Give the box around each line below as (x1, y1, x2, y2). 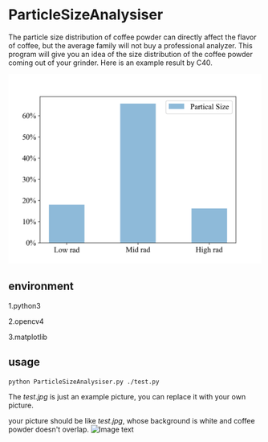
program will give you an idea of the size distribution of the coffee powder (8, 49, 253, 59)
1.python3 (8, 301, 42, 310)
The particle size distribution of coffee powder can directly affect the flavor (8, 32, 257, 42)
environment (8, 280, 74, 293)
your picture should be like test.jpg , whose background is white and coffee (8, 415, 255, 425)
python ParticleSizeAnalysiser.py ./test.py (8, 378, 160, 386)
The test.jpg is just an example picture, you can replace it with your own (8, 391, 246, 401)
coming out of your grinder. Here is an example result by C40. (8, 58, 213, 68)
